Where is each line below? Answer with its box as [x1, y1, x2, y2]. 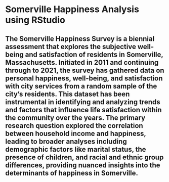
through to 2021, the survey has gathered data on [5, 66, 164, 74]
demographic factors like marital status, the [5, 145, 146, 154]
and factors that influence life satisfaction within [5, 105, 162, 114]
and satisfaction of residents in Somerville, [25, 50, 163, 59]
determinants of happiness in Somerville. [5, 168, 138, 177]
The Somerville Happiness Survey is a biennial [5, 34, 155, 43]
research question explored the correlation [5, 121, 143, 130]
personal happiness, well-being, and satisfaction [5, 74, 163, 82]
